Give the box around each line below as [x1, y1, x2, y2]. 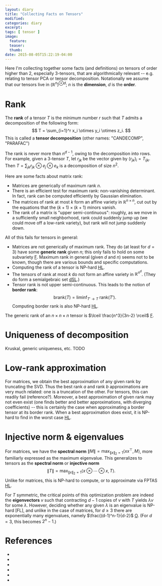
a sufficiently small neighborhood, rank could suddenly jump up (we [12, 215, 147, 220]
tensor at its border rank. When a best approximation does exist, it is [5, 409, 141, 415]
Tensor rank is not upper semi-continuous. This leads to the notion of [12, 282, 150, 288]
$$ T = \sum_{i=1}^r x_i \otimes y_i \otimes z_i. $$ [31, 127, 131, 133]
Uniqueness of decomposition [5, 330, 129, 340]
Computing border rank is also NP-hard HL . [12, 303, 99, 309]
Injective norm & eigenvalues [5, 432, 124, 442]
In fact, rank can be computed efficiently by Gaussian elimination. [12, 193, 143, 199]
